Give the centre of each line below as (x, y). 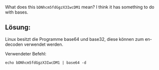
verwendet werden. (44, 44)
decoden (14, 44)
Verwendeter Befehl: (26, 53)
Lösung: (18, 27)
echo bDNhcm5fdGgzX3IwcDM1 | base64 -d (46, 63)
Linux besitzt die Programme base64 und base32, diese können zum (75, 39)
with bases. (17, 12)
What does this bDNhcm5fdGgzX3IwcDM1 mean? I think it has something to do (80, 7)
